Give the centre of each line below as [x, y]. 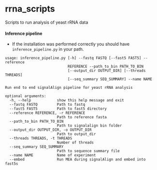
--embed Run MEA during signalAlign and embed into [78, 160]
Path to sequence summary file [88, 151]
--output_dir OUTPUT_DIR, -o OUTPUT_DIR [50, 130]
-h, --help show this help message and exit [67, 100]
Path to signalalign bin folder [89, 126]
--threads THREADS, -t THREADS [41, 139]
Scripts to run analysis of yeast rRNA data [47, 22]
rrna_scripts [30, 9]
